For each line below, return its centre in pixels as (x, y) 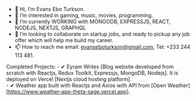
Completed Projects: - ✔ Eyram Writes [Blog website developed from (90, 67)
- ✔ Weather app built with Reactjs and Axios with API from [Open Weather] (98, 85)
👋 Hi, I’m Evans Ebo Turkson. (50, 9)
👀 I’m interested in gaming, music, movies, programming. (84, 15)
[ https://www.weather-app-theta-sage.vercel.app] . (68, 92)
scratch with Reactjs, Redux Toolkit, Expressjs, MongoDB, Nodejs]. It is (92, 73)
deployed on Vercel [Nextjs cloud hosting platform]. (69, 79)
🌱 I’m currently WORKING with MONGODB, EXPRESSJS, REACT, (93, 21)
